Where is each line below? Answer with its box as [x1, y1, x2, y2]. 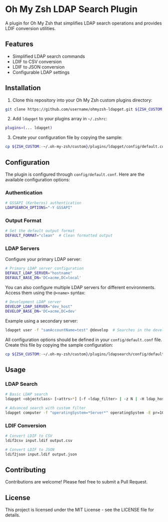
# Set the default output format [5, 228, 75, 233]
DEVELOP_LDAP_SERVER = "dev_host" [5, 304, 72, 309]
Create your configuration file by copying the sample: [12, 134, 122, 141]
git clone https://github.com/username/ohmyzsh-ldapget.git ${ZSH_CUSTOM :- [5, 107, 166, 112]
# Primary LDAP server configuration [5, 266, 84, 271]
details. [5, 512, 20, 518]
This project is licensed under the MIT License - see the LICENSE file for [5, 507, 154, 512]
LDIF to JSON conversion [12, 64, 65, 70]
